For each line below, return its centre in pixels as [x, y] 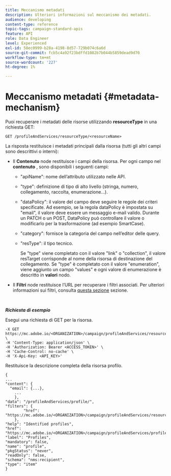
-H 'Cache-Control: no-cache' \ [39, 352]
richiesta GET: [20, 127]
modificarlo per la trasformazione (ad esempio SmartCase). [82, 224]
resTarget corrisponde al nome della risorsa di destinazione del [86, 259]
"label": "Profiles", [28, 438]
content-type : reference [32, 24]
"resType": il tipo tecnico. [47, 244]
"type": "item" [21, 465]
